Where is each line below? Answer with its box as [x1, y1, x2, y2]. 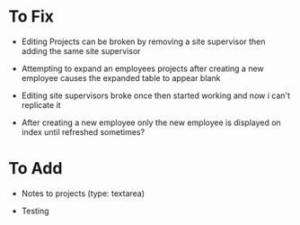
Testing [21, 205, 50, 216]
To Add [8, 158, 63, 179]
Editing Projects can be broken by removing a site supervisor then [21, 36, 266, 47]
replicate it [21, 99, 61, 110]
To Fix [8, 6, 55, 27]
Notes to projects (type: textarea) [21, 187, 146, 199]
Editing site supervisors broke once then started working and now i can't [21, 90, 291, 101]
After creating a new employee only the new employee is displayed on [21, 117, 282, 128]
